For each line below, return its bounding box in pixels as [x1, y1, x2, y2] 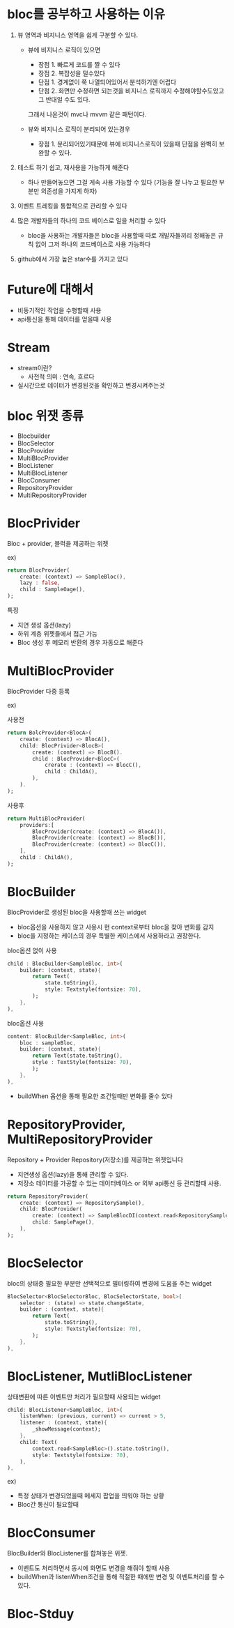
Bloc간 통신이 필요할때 [17, 1500, 79, 1509]
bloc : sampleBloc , [19, 1040, 77, 1047]
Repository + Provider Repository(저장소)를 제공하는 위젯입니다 [7, 1155, 183, 1164]
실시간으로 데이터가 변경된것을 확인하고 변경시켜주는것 [17, 381, 165, 389]
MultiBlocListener [17, 469, 68, 477]
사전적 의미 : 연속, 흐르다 [27, 372, 95, 381]
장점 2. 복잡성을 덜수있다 [38, 69, 106, 77]
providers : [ [19, 821, 54, 828]
